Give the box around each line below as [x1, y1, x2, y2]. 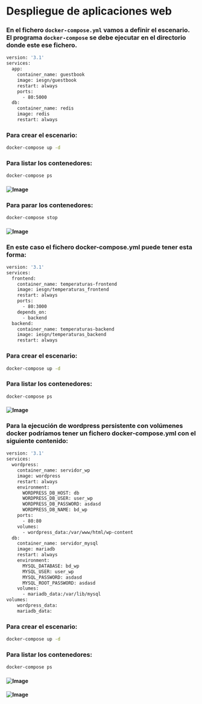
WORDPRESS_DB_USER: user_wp [22, 495, 93, 502]
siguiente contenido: [6, 437, 68, 446]
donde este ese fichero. [6, 41, 77, 50]
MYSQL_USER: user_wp [22, 568, 74, 574]
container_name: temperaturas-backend [17, 326, 115, 332]
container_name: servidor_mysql [17, 541, 98, 547]
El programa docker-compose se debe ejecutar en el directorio [6, 33, 186, 42]
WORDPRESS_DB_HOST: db [22, 490, 80, 496]
